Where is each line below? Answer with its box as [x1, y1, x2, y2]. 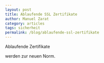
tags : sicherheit [5, 26, 41, 31]
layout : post [5, 7, 32, 12]
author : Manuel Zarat [5, 16, 49, 21]
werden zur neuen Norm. [5, 53, 56, 59]
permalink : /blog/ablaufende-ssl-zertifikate [5, 30, 99, 35]
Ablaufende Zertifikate [5, 44, 50, 49]
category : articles [5, 21, 45, 26]
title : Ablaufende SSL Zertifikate [5, 12, 78, 17]
